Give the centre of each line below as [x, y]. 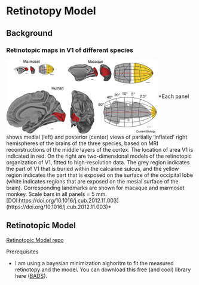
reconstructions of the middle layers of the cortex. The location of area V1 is [100, 149]
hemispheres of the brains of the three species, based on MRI [82, 143]
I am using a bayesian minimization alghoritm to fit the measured [94, 263]
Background [29, 33]
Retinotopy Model [51, 11]
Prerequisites [22, 252]
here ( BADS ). [31, 275]
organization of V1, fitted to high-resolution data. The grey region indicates [98, 162]
